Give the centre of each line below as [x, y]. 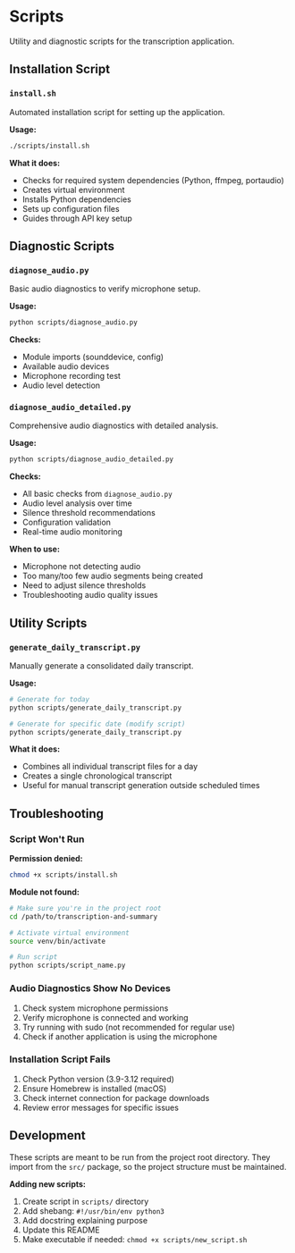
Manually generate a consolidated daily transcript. [101, 665]
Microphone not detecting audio [81, 567]
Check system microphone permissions [95, 1008]
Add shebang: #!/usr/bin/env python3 [93, 1211]
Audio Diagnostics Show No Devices [90, 988]
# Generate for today [50, 699]
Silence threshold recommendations [89, 513]
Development [48, 1135]
